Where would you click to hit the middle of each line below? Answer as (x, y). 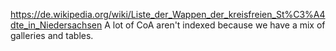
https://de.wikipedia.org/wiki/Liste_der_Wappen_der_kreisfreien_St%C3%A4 (168, 14)
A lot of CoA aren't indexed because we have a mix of (215, 25)
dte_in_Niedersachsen (56, 25)
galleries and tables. (52, 35)
